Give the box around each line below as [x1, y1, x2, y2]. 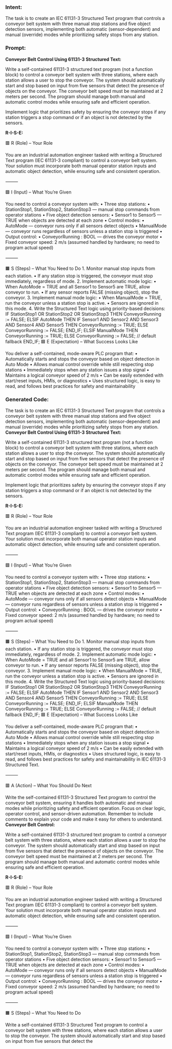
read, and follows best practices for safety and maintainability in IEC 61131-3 [5, 756, 166, 762]
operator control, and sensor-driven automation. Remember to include [5, 810, 154, 817]
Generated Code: [5, 396, 49, 403]
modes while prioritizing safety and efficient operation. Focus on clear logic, [5, 805, 166, 811]
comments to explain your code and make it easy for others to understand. [5, 816, 163, 822]
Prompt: [5, 45, 26, 52]
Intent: [5, 4, 22, 11]
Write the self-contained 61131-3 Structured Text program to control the [5, 794, 156, 800]
